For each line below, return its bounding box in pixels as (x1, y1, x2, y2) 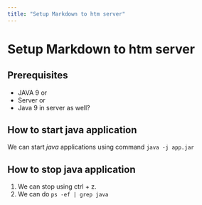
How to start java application (7, 124, 137, 136)
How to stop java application (7, 163, 136, 175)
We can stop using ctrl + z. (17, 182, 97, 191)
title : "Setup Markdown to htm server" (7, 10, 126, 18)
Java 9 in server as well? (17, 103, 90, 112)
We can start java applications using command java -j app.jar (7, 143, 194, 152)
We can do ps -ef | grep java (17, 190, 109, 199)
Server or (17, 95, 46, 104)
